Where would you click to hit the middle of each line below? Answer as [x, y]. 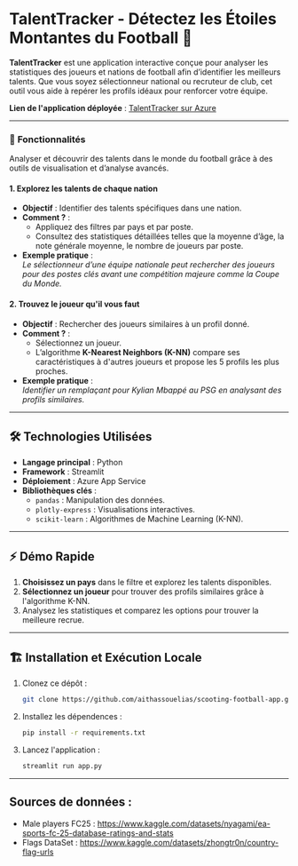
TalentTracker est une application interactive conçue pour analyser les [139, 62]
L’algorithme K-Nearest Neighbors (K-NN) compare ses [138, 352]
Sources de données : [71, 802]
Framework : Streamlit [63, 472]
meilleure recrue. [53, 620]
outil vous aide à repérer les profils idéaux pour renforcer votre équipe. [139, 91]
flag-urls [38, 852]
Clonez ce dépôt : [55, 683]
